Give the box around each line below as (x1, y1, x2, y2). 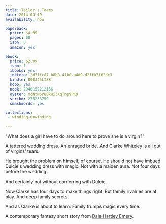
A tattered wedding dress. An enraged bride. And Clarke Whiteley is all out (5, 143, 161, 149)
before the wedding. (5, 169, 48, 175)
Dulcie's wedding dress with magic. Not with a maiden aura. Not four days (5, 163, 160, 169)
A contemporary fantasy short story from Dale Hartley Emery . (5, 213, 134, 219)
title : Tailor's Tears (5, 7, 53, 13)
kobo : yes (10, 82, 30, 87)
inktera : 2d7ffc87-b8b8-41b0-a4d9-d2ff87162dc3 (10, 73, 113, 78)
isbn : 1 (10, 63, 26, 68)
